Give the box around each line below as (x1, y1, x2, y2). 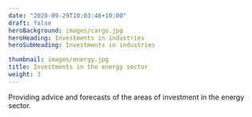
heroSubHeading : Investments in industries (8, 41, 156, 49)
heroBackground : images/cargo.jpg (8, 26, 124, 34)
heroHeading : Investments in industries (8, 33, 146, 42)
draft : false (8, 19, 52, 27)
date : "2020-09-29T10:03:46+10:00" (8, 11, 127, 20)
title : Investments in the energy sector (8, 63, 149, 72)
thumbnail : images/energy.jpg (8, 56, 110, 64)
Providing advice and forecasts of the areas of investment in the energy (8, 92, 245, 102)
